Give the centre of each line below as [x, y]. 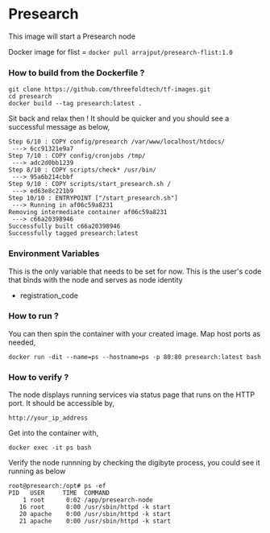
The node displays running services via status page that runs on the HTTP [132, 395]
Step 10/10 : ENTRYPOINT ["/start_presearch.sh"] [93, 198]
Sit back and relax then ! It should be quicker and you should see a [119, 118]
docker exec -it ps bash [50, 448]
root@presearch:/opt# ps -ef [57, 486]
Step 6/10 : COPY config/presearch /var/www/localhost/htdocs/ [117, 142]
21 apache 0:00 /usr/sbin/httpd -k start [95, 521]
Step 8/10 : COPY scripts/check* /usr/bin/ [83, 170]
